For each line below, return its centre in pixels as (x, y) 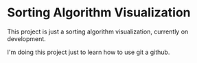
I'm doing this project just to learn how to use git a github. (89, 52)
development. (26, 38)
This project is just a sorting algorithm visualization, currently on (98, 32)
